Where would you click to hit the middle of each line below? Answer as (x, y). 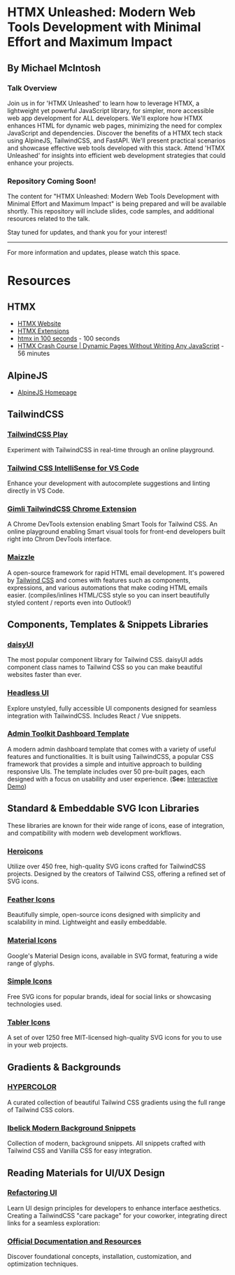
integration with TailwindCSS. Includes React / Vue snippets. (94, 715)
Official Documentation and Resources (74, 1241)
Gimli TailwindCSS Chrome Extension (72, 508)
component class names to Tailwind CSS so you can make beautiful (105, 667)
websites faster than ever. (44, 675)
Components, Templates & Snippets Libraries (108, 625)
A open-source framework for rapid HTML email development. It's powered (116, 572)
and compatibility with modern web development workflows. (94, 833)
